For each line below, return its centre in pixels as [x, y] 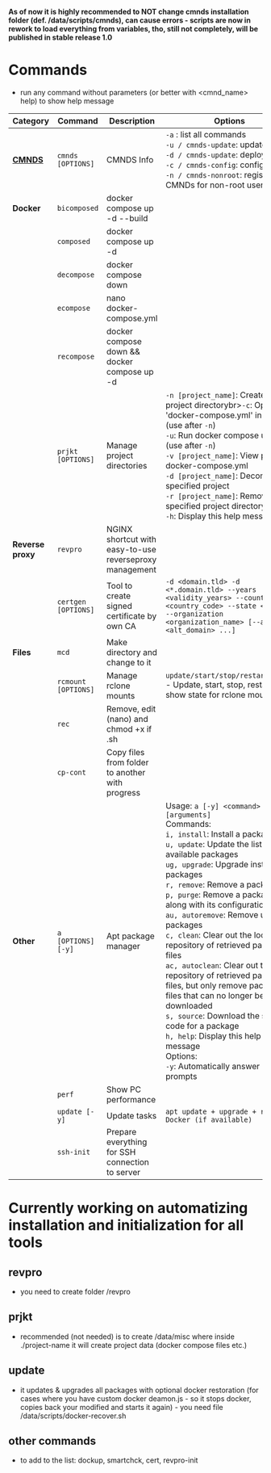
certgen [71, 602]
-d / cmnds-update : [202, 154]
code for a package [202, 1026]
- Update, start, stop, [205, 684]
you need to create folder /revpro [75, 1291]
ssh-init [74, 1152]
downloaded [189, 1005]
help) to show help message [67, 101]
